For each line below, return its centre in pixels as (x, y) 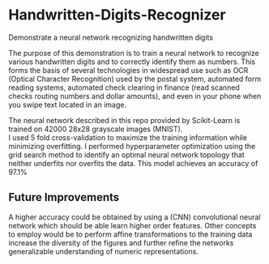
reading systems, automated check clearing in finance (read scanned (124, 87)
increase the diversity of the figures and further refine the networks (121, 243)
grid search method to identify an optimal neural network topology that (126, 155)
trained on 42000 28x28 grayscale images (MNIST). (96, 129)
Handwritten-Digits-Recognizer (117, 15)
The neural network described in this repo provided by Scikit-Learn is (124, 120)
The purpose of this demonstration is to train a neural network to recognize (134, 53)
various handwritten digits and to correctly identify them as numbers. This (132, 62)
